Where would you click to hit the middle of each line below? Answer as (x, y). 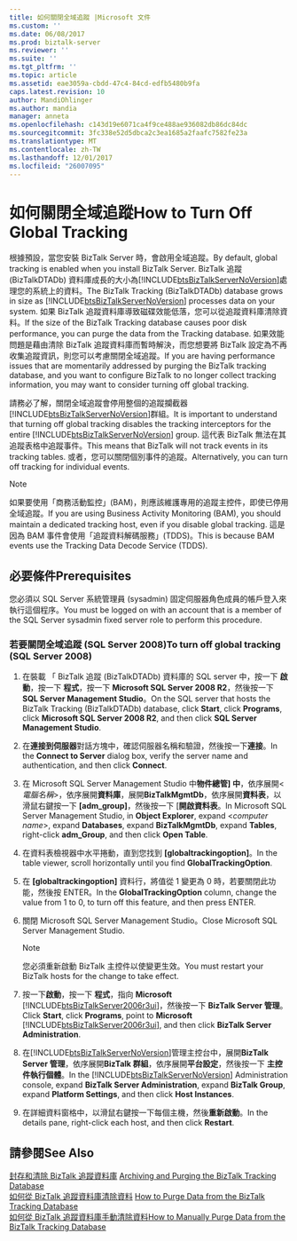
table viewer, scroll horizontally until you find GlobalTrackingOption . (147, 863)
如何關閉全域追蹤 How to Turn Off (131, 213)
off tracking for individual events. (70, 467)
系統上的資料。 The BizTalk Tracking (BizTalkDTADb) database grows (158, 291)
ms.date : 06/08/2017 (47, 34)
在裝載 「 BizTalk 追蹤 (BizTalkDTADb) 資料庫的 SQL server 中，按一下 (150, 676)
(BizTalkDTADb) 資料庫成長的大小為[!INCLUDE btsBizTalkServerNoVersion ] (145, 280)
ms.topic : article (43, 75)
